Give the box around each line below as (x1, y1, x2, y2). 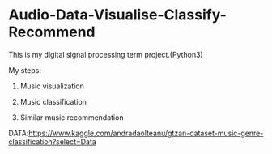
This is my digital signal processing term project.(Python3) (8, 49, 204, 59)
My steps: (8, 65, 42, 75)
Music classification (19, 96, 87, 106)
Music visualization (19, 81, 85, 91)
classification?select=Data (8, 136, 97, 147)
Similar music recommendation (19, 112, 124, 122)
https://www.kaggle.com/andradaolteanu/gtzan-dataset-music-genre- (28, 128, 264, 138)
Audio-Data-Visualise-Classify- (8, 6, 227, 24)
